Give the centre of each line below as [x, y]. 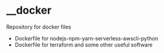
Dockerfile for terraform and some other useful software [83, 45]
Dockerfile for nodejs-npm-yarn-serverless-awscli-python [86, 38]
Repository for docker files [39, 27]
